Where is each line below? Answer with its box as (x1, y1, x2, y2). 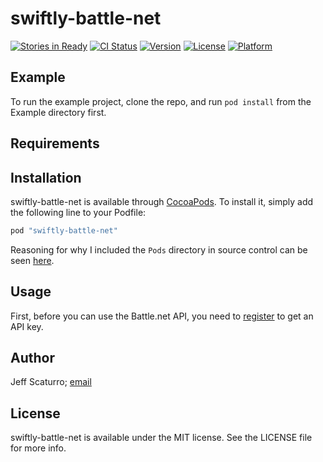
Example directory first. (10, 106, 107, 118)
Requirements (10, 135, 100, 152)
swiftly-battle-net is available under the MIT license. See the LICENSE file (10, 432, 313, 444)
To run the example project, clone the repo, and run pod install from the (10, 95, 312, 107)
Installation (10, 169, 82, 186)
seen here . (10, 254, 55, 266)
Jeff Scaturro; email (10, 376, 92, 388)
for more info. (10, 442, 67, 454)
